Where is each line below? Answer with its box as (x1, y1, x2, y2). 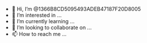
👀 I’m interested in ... (11, 12, 62, 19)
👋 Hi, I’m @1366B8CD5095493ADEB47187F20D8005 (11, 6, 141, 12)
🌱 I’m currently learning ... (11, 18, 75, 24)
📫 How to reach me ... (11, 31, 67, 37)
